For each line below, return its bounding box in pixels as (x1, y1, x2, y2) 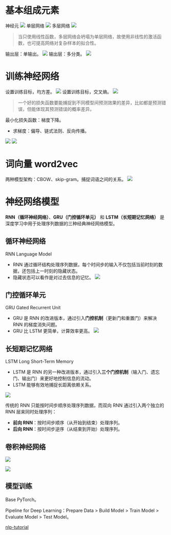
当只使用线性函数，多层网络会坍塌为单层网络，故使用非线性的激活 (17, 33, 157, 39)
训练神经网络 (5, 71, 60, 83)
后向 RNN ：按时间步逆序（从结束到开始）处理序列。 (12, 426, 123, 432)
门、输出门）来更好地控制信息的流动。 (12, 375, 94, 382)
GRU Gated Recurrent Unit (5, 305, 61, 311)
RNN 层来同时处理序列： (5, 409, 57, 415)
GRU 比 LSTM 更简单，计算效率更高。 (12, 328, 93, 334)
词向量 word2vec (5, 158, 78, 170)
